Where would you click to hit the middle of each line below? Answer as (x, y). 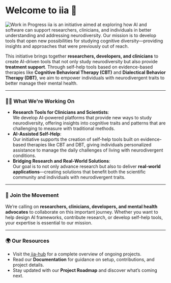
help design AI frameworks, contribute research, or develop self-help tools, (84, 217)
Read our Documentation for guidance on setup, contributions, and (83, 259)
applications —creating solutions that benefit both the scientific (79, 172)
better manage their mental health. (41, 83)
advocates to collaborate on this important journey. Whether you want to (82, 212)
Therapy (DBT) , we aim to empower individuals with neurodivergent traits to (85, 78)
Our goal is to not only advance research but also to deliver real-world (87, 166)
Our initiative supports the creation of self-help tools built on (76, 139)
